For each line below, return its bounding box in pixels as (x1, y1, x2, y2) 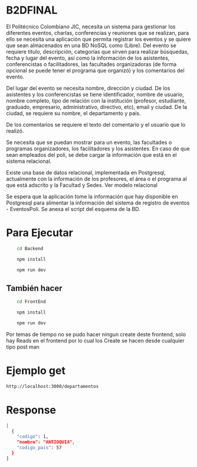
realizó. (6, 127, 24, 134)
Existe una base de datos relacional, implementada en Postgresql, (6, 169, 166, 176)
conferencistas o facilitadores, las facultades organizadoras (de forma (6, 60, 177, 68)
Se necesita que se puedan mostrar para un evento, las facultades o (6, 139, 172, 146)
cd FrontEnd (17, 299, 46, 305)
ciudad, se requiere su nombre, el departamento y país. (6, 110, 141, 117)
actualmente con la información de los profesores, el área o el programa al (6, 175, 187, 182)
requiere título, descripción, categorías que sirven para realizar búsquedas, (6, 48, 189, 55)
